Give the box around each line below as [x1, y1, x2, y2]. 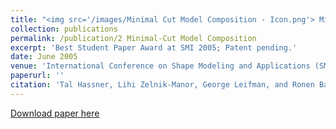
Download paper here [10, 107, 100, 119]
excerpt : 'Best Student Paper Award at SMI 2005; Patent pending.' [10, 42, 298, 53]
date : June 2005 [10, 52, 78, 62]
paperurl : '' [10, 71, 65, 81]
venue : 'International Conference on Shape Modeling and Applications [10, 61, 311, 71]
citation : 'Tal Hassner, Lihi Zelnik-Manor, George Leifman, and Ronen [10, 80, 315, 90]
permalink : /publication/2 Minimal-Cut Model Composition [10, 33, 257, 43]
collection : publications [10, 24, 118, 34]
